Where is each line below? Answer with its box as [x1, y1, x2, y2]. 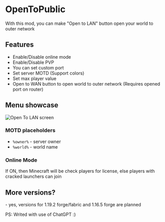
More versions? [5, 188, 56, 197]
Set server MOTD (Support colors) [12, 70, 85, 76]
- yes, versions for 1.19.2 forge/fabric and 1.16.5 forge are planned [5, 201, 141, 207]
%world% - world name [12, 143, 58, 150]
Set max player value [12, 75, 57, 82]
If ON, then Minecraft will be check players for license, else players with [5, 168, 155, 174]
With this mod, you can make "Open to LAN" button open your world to [5, 20, 153, 26]
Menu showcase [5, 101, 59, 109]
